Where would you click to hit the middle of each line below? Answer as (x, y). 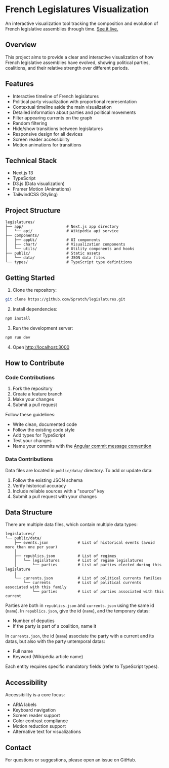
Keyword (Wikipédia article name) (48, 657)
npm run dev (18, 337)
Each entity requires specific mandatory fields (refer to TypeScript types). (82, 666)
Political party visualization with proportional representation (75, 101)
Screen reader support (36, 716)
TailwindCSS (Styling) (35, 195)
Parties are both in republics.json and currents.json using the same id (80, 605)
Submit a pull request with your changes (55, 496)
